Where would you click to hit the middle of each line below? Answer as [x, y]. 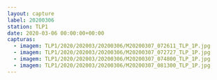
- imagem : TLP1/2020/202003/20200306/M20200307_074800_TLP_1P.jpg [112, 59]
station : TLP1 [28, 26]
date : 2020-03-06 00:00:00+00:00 [56, 33]
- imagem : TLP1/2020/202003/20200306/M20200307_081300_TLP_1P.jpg [112, 65]
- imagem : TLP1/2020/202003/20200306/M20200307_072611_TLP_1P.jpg [112, 46]
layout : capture [31, 14]
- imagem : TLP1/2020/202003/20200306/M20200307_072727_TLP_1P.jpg [112, 53]
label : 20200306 [31, 20]
